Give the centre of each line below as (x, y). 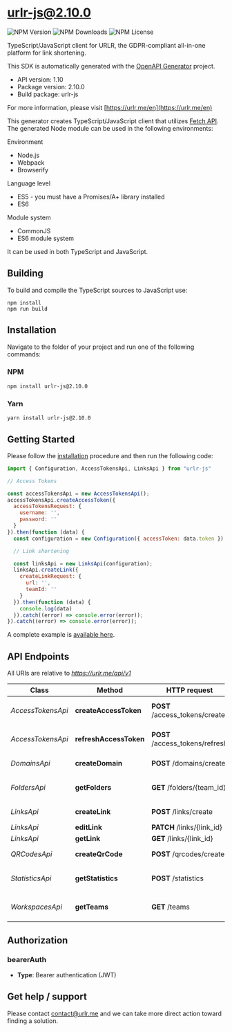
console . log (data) (46, 608)
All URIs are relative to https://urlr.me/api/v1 (69, 673)
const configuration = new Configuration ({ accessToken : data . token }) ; (120, 538)
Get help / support (47, 997)
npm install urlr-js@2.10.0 (48, 386)
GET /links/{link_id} (182, 839)
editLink (88, 827)
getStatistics (97, 878)
